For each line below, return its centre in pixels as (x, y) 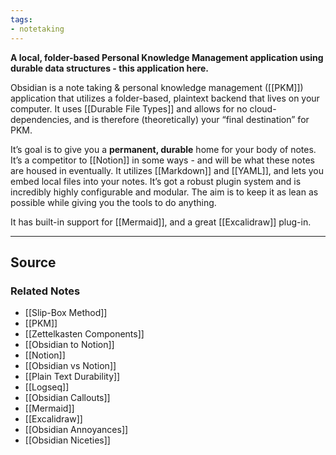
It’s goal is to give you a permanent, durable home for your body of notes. (163, 149)
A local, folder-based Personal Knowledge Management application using (167, 57)
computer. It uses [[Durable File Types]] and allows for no (129, 108)
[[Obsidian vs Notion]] (70, 366)
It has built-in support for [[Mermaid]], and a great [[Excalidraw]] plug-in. (161, 222)
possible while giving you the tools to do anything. (113, 202)
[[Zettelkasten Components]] (84, 334)
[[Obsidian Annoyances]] (76, 430)
